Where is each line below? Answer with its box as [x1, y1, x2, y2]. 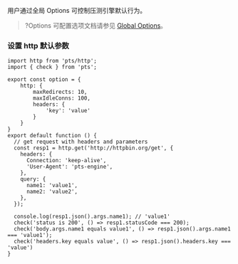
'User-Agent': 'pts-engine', [26, 163, 113, 171]
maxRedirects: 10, [33, 88, 88, 96]
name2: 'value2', [26, 188, 78, 196]
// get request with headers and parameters [14, 138, 148, 146]
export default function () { [7, 132, 98, 139]
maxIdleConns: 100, [33, 95, 91, 102]
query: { [20, 176, 46, 183]
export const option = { [7, 76, 81, 83]
